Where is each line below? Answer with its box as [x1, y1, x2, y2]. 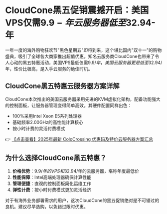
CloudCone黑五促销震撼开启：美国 [5, 4, 149, 16]
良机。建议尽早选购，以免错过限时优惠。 [5, 203, 88, 209]
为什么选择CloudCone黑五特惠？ [5, 153, 107, 162]
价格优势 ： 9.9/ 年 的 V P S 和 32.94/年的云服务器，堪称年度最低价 [12, 168, 140, 174]
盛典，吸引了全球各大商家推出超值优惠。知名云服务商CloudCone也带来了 [5, 53, 155, 59]
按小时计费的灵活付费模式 [12, 125, 65, 131]
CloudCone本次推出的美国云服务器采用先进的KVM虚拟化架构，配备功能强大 [5, 96, 161, 102]
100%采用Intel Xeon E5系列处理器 [12, 113, 82, 119]
